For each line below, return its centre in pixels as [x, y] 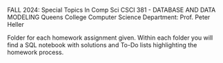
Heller [16, 24]
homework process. [36, 52]
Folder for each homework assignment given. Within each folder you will [110, 38]
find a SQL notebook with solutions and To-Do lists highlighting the [102, 45]
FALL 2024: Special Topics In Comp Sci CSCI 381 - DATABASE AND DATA [111, 10]
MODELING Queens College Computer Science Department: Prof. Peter [109, 17]
